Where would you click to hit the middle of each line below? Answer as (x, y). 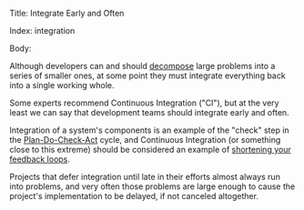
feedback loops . (40, 159)
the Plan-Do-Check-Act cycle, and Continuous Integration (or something (145, 140)
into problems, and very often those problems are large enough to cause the (152, 186)
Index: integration (42, 30)
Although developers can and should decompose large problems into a (142, 66)
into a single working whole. (62, 85)
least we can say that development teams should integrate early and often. (149, 112)
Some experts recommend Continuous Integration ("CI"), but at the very (144, 103)
